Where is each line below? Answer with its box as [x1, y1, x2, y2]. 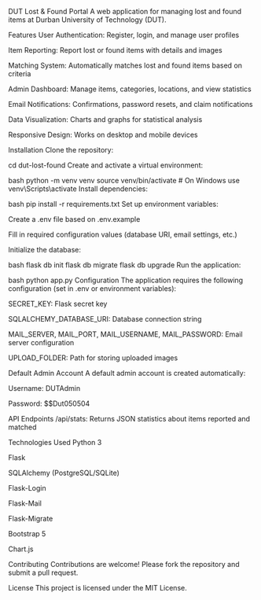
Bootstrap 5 [8, 529, 46, 538]
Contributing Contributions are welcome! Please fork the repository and [8, 560, 240, 569]
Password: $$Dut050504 [8, 399, 90, 408]
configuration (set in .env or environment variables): [8, 284, 177, 293]
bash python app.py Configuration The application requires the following [8, 275, 244, 285]
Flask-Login [8, 484, 46, 492]
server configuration [8, 338, 75, 347]
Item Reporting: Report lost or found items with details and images [8, 46, 222, 54]
